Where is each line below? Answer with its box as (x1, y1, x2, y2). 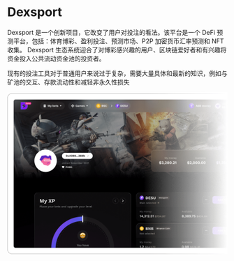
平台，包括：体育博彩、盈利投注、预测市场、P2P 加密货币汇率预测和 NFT (13, 36, 225, 45)
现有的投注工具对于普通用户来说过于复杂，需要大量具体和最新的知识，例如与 (7, 69, 228, 77)
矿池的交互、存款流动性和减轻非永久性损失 (7, 77, 130, 86)
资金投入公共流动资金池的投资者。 (7, 54, 105, 63)
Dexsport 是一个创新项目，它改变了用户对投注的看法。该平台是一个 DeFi (7, 28, 215, 36)
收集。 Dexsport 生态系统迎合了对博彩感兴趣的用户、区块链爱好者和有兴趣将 (7, 45, 227, 54)
